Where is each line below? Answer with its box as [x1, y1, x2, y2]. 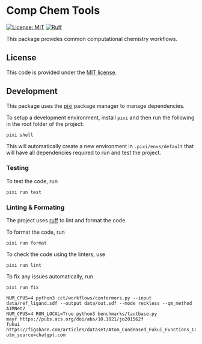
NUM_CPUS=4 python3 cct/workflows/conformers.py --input [6, 295, 152, 301]
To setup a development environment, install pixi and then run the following [6, 114, 195, 121]
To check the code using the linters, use [6, 251, 106, 258]
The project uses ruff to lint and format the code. [6, 217, 127, 224]
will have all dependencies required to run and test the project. [6, 149, 161, 156]
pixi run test [6, 189, 42, 195]
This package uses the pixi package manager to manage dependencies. [6, 102, 185, 109]
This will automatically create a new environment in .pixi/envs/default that [6, 142, 194, 149]
